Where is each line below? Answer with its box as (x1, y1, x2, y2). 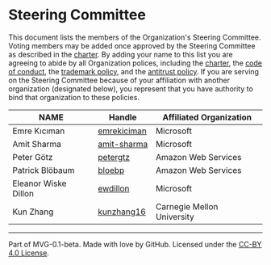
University (156, 211, 195, 222)
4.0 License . (8, 248, 50, 258)
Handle (108, 111, 137, 123)
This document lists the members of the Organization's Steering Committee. (8, 32, 261, 42)
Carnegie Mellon (156, 200, 219, 212)
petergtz (98, 151, 131, 162)
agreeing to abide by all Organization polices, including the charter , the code (8, 58, 263, 68)
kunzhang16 (98, 206, 147, 217)
